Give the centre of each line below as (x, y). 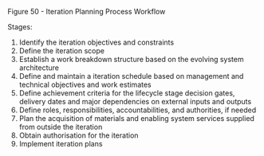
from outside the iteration (61, 127)
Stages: (20, 27)
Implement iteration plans (61, 144)
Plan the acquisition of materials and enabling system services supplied (136, 118)
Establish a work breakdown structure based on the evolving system (131, 59)
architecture (39, 68)
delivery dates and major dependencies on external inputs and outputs (135, 101)
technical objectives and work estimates (85, 84)
